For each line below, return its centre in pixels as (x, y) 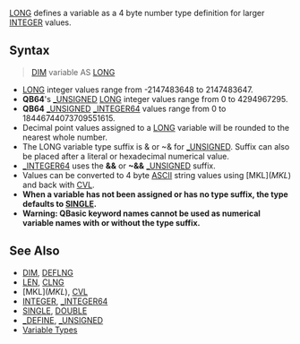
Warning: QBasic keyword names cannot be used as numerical (141, 213)
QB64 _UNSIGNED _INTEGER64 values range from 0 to (124, 108)
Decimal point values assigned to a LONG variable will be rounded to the (155, 127)
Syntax (30, 51)
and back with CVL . (59, 185)
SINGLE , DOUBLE (55, 310)
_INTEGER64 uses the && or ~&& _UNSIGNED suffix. (119, 166)
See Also (34, 251)
